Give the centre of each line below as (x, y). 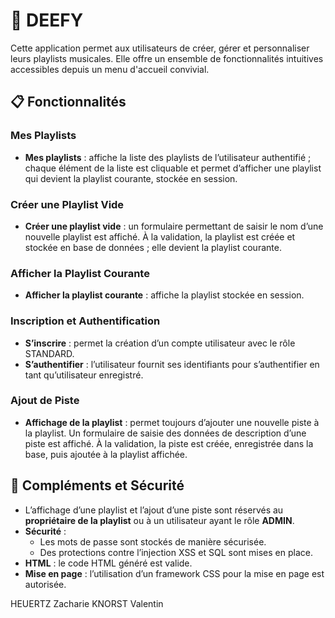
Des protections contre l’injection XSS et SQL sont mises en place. (176, 552)
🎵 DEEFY (47, 20)
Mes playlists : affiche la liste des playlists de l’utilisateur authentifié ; (168, 157)
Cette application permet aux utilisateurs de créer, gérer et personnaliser (160, 48)
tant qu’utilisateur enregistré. (84, 375)
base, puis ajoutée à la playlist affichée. (106, 454)
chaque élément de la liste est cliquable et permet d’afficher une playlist (173, 168)
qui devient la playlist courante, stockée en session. (131, 178)
